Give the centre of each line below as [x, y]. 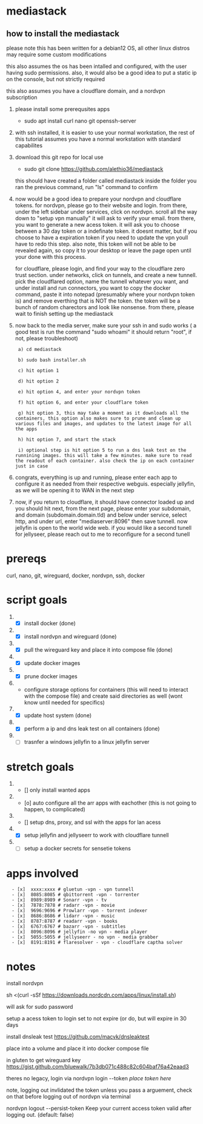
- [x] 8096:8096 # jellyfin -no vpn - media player [80, 932]
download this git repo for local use [59, 157]
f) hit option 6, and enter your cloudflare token [83, 403]
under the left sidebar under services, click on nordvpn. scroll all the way [106, 212]
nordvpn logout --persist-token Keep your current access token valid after [99, 1108]
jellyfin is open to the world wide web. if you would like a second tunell [103, 528]
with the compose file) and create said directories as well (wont [103, 696]
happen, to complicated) [55, 809]
